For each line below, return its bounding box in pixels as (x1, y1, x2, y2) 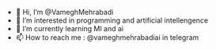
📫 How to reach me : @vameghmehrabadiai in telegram (15, 33, 199, 42)
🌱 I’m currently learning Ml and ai (15, 24, 124, 33)
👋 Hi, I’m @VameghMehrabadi (15, 8, 114, 16)
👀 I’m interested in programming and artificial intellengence (15, 16, 209, 25)
